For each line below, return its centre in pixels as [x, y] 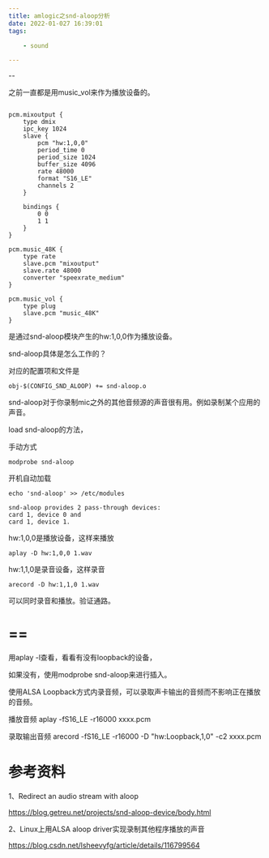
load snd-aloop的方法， [48, 429]
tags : [17, 31]
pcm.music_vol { [36, 299]
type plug [40, 306]
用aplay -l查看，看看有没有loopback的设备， [83, 658]
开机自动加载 [30, 478]
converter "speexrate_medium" [74, 278]
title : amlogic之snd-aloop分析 [60, 16]
